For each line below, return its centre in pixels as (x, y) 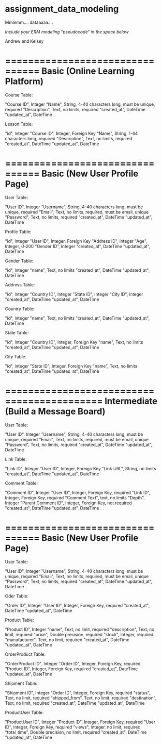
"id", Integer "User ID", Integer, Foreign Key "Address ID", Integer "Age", (76, 241)
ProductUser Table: (24, 712)
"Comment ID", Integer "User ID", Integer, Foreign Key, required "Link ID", (78, 492)
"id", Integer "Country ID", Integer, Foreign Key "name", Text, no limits (74, 342)
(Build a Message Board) (55, 412)
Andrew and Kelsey (24, 41)
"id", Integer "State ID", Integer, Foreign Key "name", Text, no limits (71, 366)
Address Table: (20, 284)
